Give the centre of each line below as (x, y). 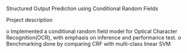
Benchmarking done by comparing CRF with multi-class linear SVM (88, 44)
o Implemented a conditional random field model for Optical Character (92, 31)
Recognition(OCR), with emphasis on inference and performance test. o (93, 37)
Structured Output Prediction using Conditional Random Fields (82, 9)
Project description (29, 20)
